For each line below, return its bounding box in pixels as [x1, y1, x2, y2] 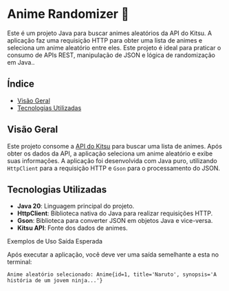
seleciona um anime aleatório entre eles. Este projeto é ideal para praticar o [7, 43, 221, 52]
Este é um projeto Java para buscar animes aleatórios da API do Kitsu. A [7, 29, 212, 37]
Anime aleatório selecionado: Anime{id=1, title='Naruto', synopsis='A [7, 271, 217, 278]
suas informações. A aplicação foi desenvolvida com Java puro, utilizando [7, 156, 218, 164]
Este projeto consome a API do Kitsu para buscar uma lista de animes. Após [7, 142, 222, 150]
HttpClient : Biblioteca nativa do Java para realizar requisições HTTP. [17, 209, 213, 217]
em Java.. [7, 58, 35, 66]
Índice [7, 78, 34, 90]
